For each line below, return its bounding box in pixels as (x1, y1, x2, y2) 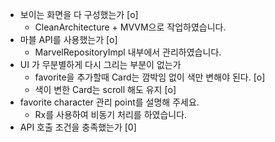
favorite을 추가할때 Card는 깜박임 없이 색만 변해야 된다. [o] (34, 71, 266, 83)
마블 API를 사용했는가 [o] (19, 34, 118, 45)
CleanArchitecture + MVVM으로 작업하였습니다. (34, 21, 227, 33)
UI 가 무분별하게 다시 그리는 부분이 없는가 (19, 59, 182, 70)
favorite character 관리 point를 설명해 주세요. (19, 96, 200, 108)
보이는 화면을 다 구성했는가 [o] (19, 9, 139, 20)
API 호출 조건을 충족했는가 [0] (19, 121, 137, 133)
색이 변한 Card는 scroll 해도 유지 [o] (34, 84, 177, 95)
